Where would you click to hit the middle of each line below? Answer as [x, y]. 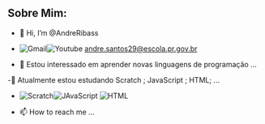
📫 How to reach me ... [57, 112]
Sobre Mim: [37, 13]
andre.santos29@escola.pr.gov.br [141, 49]
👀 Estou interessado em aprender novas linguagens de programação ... [138, 64]
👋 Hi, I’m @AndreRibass [59, 32]
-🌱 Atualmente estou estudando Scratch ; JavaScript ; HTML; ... [114, 79]
